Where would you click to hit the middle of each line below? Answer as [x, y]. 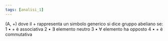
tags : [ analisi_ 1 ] [24, 10]
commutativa [19, 34]
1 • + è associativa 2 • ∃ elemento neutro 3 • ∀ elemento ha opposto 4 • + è [84, 29]
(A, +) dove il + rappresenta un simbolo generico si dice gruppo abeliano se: [84, 24]
